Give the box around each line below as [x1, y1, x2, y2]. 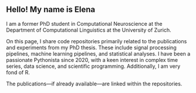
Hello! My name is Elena [6, 5, 96, 15]
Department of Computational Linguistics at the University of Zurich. [6, 26, 171, 33]
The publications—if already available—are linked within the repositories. [6, 80, 183, 87]
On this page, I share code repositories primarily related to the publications [6, 37, 187, 44]
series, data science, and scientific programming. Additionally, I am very [6, 63, 181, 70]
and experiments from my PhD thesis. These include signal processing [6, 44, 177, 51]
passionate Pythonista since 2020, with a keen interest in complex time [6, 56, 178, 63]
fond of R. [6, 68, 31, 75]
